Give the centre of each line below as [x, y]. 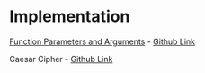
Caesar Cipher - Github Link [61, 59]
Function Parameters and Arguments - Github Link [102, 41]
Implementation [70, 17]
